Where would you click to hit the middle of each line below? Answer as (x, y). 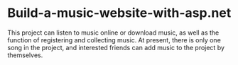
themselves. (25, 55)
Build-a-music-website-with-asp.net (119, 13)
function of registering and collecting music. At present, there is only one (114, 40)
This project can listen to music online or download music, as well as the (113, 32)
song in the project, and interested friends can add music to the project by (116, 47)
